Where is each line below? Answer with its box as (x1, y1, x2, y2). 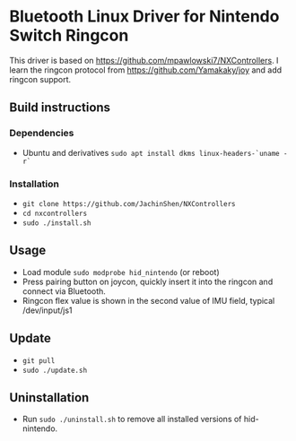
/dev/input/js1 (22, 305, 74, 316)
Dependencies (9, 127, 74, 140)
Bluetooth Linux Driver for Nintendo (9, 6, 280, 27)
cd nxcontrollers (22, 209, 88, 218)
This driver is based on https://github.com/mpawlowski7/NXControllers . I (9, 55, 279, 65)
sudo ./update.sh (22, 366, 88, 375)
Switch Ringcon (9, 25, 129, 46)
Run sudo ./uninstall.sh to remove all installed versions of (22, 414, 242, 425)
